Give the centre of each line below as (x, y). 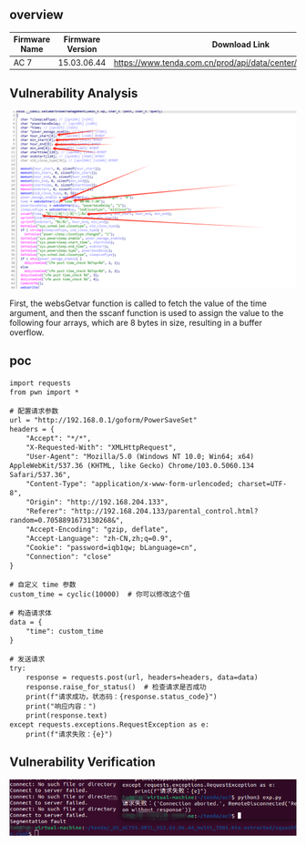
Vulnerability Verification (83, 763)
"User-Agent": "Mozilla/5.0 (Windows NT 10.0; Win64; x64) (140, 456)
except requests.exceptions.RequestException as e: (109, 724)
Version (82, 49)
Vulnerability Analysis (74, 93)
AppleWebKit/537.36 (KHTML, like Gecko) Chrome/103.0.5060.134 (132, 465)
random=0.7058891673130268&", (67, 520)
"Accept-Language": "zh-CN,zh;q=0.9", (99, 538)
